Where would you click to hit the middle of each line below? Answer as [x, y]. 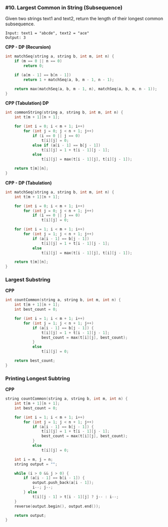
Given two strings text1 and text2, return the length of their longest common [84, 19]
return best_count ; [35, 361]
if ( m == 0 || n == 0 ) [38, 61]
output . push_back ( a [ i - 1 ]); [63, 483]
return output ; [30, 515]
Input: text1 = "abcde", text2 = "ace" [47, 33]
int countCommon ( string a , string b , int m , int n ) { [63, 300]
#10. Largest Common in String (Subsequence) [64, 8]
